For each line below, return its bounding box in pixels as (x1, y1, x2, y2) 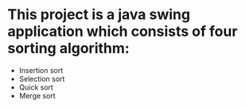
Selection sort (18, 74, 65, 83)
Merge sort (18, 91, 57, 100)
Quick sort (18, 82, 53, 92)
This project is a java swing (7, 6, 190, 24)
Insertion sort (18, 65, 64, 75)
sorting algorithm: (7, 40, 130, 57)
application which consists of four (7, 22, 238, 40)
